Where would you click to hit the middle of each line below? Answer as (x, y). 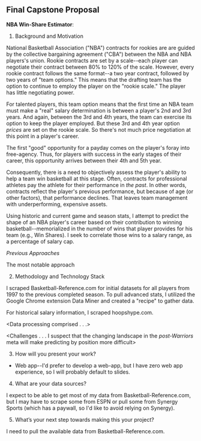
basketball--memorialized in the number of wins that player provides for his (100, 229)
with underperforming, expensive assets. (57, 204)
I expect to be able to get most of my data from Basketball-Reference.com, (99, 395)
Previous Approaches (33, 253)
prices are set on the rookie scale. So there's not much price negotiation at (98, 129)
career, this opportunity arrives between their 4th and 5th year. (84, 160)
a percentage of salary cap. (40, 241)
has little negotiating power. (40, 92)
